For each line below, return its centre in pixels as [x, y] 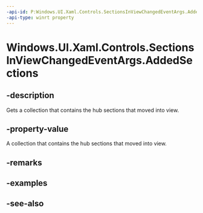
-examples [27, 183]
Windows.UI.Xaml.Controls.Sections [100, 48]
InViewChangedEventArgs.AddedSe [100, 60]
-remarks [24, 162]
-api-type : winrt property [40, 18]
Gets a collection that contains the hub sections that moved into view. [93, 110]
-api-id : [17, 12]
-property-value [37, 129]
